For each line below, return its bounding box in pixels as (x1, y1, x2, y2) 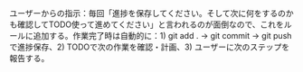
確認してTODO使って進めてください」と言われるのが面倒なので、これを (16, 19, 285, 30)
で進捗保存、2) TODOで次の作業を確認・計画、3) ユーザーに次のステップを (9, 41, 290, 52)
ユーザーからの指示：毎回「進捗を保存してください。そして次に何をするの (9, 8, 287, 18)
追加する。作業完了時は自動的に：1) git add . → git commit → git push (33, 31, 292, 40)
